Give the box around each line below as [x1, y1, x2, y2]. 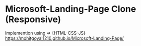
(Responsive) [5, 14, 61, 25]
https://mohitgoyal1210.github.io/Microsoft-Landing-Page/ [5, 35, 124, 41]
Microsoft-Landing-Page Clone [5, 3, 137, 15]
